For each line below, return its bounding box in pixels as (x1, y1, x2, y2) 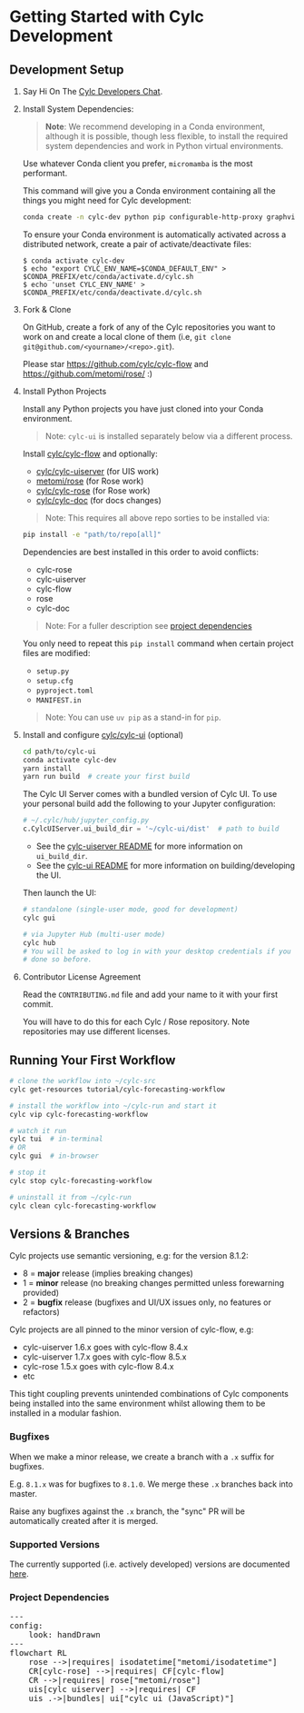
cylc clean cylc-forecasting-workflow (9, 1201, 156, 1210)
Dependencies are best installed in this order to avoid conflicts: (22, 546, 259, 557)
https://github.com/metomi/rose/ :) (22, 368, 152, 379)
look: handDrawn (28, 1629, 102, 1640)
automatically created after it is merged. (9, 1515, 159, 1526)
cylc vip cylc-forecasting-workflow (9, 1110, 148, 1119)
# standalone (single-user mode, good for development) (22, 905, 239, 914)
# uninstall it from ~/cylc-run (9, 1192, 132, 1201)
